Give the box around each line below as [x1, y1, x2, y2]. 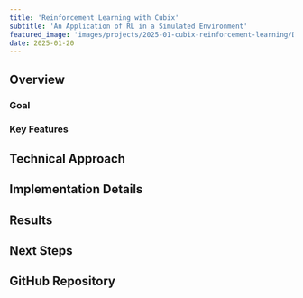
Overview [9, 71, 66, 87]
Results [9, 212, 53, 228]
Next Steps [9, 243, 73, 258]
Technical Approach [9, 151, 126, 166]
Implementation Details [9, 182, 143, 197]
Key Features [9, 123, 69, 135]
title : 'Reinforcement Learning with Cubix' [9, 13, 179, 23]
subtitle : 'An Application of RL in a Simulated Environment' [9, 22, 248, 31]
